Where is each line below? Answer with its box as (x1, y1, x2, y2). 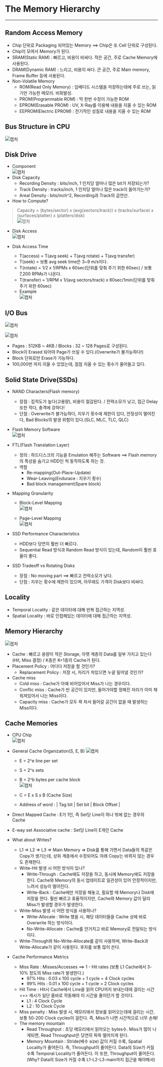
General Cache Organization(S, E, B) (12, 748, 85, 754)
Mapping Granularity (12, 490, 53, 496)
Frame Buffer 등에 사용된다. (12, 72, 65, 78)
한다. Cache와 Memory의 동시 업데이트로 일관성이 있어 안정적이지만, (26, 877, 157, 883)
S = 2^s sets (19, 767, 44, 773)
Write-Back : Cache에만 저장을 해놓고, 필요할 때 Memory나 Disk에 (26, 889, 154, 895)
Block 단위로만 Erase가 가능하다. (12, 355, 75, 361)
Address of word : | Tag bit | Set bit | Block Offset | (19, 801, 120, 808)
